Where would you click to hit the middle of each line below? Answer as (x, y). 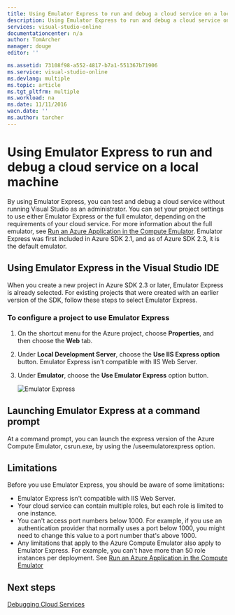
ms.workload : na (31, 98)
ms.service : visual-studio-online (58, 72)
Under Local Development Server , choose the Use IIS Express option (119, 354)
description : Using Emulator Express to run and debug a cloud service (114, 20)
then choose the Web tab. (55, 340)
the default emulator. (37, 246)
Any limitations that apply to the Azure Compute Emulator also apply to (119, 543)
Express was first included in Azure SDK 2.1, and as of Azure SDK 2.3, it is (114, 238)
